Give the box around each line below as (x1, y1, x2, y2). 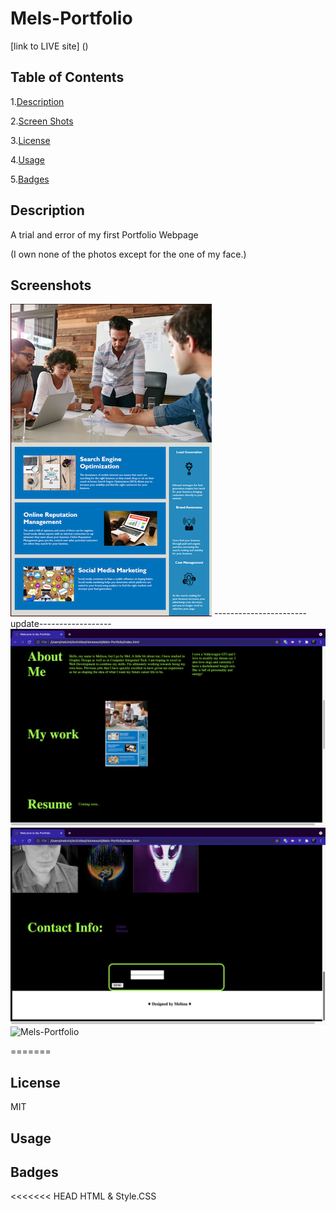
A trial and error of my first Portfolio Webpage (10, 228, 199, 241)
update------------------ (10, 618, 112, 630)
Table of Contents (10, 69, 125, 86)
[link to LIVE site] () (10, 40, 89, 52)
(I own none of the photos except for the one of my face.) (10, 248, 247, 260)
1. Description (10, 95, 65, 107)
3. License (10, 134, 51, 146)
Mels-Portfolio (10, 7, 133, 30)
